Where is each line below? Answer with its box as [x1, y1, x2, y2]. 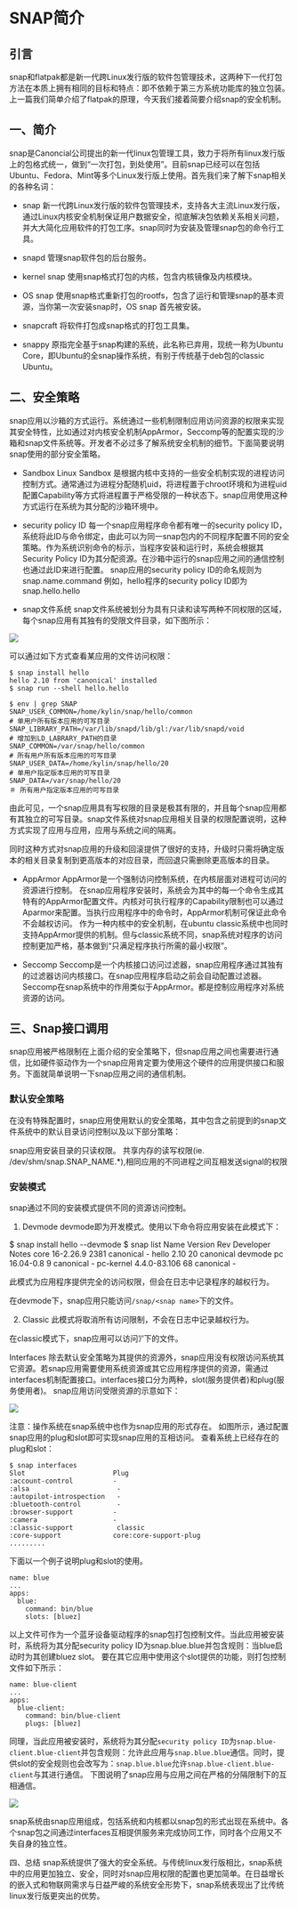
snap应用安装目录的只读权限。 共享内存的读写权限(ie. [9, 1145, 205, 1155]
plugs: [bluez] [25, 1719, 82, 1728]
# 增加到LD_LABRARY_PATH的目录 [9, 733, 117, 743]
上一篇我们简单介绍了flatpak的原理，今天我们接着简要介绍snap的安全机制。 [9, 94, 286, 104]
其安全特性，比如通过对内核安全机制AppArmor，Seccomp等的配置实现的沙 [9, 426, 285, 437]
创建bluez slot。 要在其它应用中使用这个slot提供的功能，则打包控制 [39, 1652, 286, 1662]
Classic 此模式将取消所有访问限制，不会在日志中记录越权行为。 [21, 1314, 254, 1325]
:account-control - [9, 1476, 117, 1486]
